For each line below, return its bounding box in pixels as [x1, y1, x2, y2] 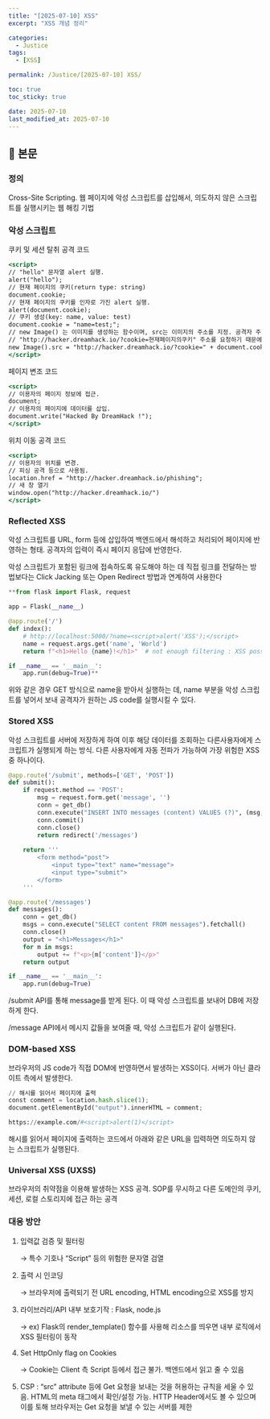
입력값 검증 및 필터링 [19, 1236, 85, 1246]
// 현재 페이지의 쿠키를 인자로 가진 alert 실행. [8, 298, 151, 306]
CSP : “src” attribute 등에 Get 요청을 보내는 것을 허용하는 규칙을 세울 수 [19, 1381, 246, 1391]
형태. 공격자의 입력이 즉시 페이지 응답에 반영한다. [29, 545, 182, 554]
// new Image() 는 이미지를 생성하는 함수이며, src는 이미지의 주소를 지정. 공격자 [8, 328, 252, 337]
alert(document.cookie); [8, 305, 92, 314]
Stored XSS [8, 716, 55, 727]
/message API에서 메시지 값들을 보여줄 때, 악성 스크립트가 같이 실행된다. [8, 1023, 236, 1032]
